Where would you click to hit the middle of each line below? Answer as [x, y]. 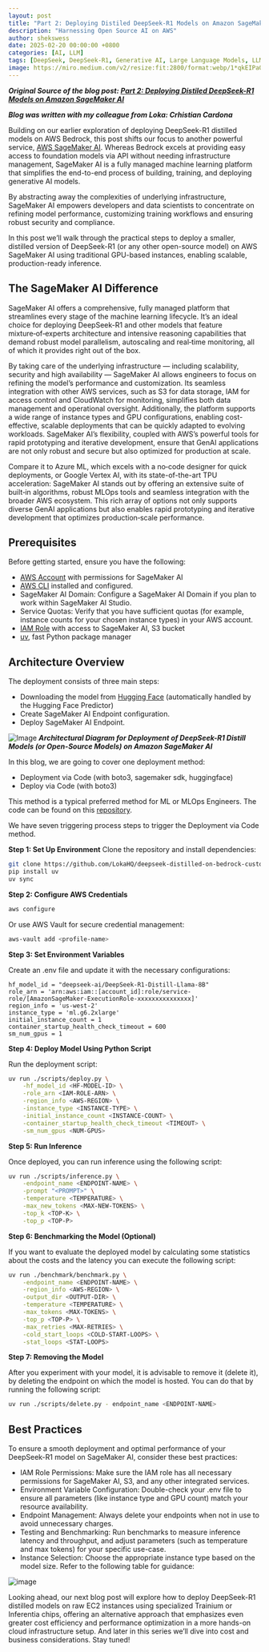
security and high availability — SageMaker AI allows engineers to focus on [132, 374]
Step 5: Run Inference [45, 1146]
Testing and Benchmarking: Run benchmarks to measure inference [130, 1532]
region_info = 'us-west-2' [53, 1006]
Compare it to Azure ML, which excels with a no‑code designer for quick [128, 466]
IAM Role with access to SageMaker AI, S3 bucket [102, 629]
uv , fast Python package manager [76, 637]
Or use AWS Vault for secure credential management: [96, 924]
